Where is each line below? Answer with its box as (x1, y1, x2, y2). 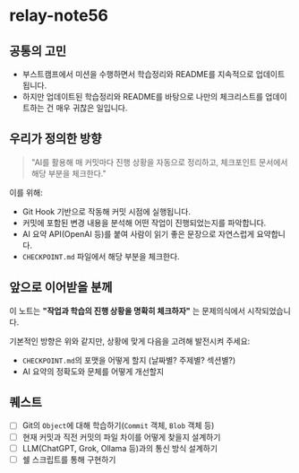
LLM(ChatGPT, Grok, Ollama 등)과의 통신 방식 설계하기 (21, 442, 218, 453)
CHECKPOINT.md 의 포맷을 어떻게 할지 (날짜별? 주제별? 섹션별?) (21, 355, 236, 365)
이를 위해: (9, 187, 43, 197)
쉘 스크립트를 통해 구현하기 (21, 454, 116, 465)
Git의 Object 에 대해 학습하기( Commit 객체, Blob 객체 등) (21, 420, 215, 431)
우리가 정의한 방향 (9, 131, 102, 146)
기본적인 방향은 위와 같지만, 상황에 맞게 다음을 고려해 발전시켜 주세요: (9, 336, 251, 346)
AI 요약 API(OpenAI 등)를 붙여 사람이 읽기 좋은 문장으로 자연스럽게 (21, 228, 255, 239)
